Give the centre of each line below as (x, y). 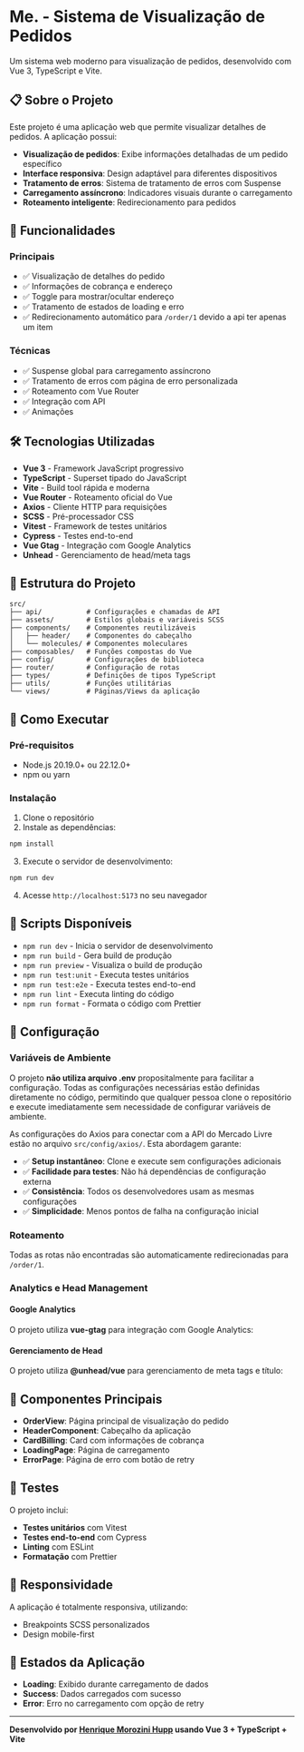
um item (38, 328)
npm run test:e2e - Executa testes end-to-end (109, 984)
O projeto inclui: (39, 1510)
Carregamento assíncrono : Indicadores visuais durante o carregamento (157, 192)
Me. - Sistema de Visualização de (137, 17)
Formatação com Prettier (70, 1556)
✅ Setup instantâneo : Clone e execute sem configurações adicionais (152, 1161)
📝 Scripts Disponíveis (71, 924)
